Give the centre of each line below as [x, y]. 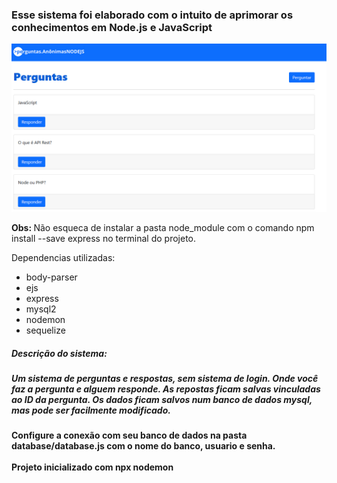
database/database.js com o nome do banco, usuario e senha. [143, 446]
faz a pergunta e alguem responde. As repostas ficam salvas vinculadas [166, 389]
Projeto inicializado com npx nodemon [92, 467]
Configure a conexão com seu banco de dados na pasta [129, 435]
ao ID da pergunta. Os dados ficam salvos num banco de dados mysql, [162, 399]
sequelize [45, 330]
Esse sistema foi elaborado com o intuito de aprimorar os [152, 15]
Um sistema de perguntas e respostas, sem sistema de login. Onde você [165, 378]
